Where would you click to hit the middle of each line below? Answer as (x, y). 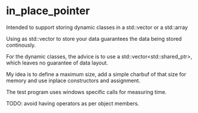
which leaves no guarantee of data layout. (57, 63)
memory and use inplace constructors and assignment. (73, 80)
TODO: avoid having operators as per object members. (73, 103)
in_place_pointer (48, 11)
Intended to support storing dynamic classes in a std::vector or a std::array (97, 27)
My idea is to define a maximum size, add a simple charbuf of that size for (96, 74)
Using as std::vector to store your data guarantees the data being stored (94, 38)
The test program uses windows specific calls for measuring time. (87, 92)
